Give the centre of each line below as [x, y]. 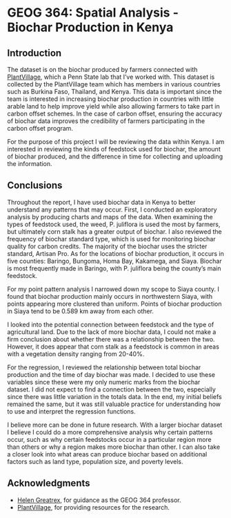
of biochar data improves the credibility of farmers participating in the [106, 121]
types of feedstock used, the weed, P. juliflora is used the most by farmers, [114, 224]
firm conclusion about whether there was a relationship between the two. [111, 339]
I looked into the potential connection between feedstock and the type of [111, 324]
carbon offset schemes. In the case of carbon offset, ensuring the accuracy [115, 113]
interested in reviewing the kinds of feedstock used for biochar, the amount [114, 149]
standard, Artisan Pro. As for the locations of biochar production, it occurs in [115, 253]
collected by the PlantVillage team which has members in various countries [114, 84]
